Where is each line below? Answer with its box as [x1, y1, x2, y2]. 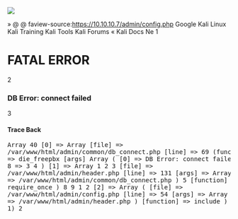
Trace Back [7, 125, 41, 134]
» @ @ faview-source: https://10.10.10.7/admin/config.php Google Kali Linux [7, 20, 227, 28]
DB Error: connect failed [7, 93, 92, 102]
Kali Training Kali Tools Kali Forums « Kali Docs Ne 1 [7, 28, 159, 35]
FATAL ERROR [7, 52, 90, 69]
